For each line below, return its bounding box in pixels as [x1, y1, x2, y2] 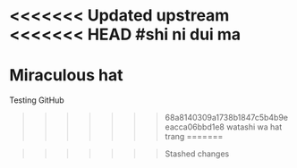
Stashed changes [165, 148, 230, 159]
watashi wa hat [226, 122, 283, 132]
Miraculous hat [9, 65, 123, 86]
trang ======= [165, 131, 224, 142]
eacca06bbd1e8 [165, 122, 225, 132]
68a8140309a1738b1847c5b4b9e [165, 113, 289, 123]
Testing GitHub [9, 95, 64, 105]
